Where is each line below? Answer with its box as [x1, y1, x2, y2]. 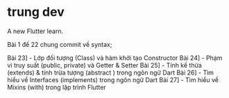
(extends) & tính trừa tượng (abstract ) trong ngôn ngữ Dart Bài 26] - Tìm [7, 68, 214, 77]
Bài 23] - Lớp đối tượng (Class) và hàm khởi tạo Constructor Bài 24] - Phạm [7, 53, 223, 62]
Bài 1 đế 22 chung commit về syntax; [7, 40, 112, 48]
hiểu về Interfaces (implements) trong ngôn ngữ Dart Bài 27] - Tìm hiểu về [7, 75, 219, 84]
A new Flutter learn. [7, 27, 64, 35]
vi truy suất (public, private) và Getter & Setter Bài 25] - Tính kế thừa [7, 61, 203, 69]
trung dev [7, 4, 65, 20]
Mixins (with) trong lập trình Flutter [7, 83, 106, 91]
